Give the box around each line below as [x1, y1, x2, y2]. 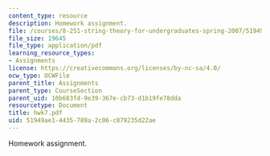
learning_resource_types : [8, 49, 95, 57]
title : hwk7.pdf [8, 109, 63, 117]
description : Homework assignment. [8, 19, 128, 27]
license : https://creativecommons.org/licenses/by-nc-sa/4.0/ [8, 64, 221, 72]
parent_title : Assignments [8, 79, 99, 87]
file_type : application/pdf [8, 42, 103, 50]
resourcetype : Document [8, 101, 88, 109]
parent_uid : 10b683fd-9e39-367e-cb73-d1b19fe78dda [8, 94, 182, 102]
